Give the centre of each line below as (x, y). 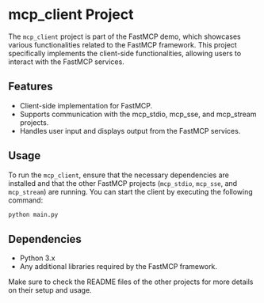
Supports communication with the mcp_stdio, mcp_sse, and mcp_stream (138, 114)
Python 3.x (37, 258)
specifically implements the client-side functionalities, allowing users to (125, 53)
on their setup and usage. (50, 290)
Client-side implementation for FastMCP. (86, 105)
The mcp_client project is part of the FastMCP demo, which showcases (124, 36)
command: (26, 200)
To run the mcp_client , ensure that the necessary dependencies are (119, 175)
